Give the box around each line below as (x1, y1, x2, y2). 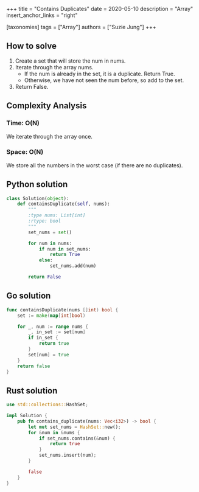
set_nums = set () (28, 229, 72, 235)
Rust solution (6, 386, 58, 396)
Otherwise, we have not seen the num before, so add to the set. (24, 76, 184, 84)
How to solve (6, 41, 57, 51)
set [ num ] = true (28, 352, 69, 358)
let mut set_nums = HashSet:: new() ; (28, 424, 121, 430)
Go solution (6, 291, 51, 301)
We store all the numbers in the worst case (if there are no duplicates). (6, 161, 183, 169)
